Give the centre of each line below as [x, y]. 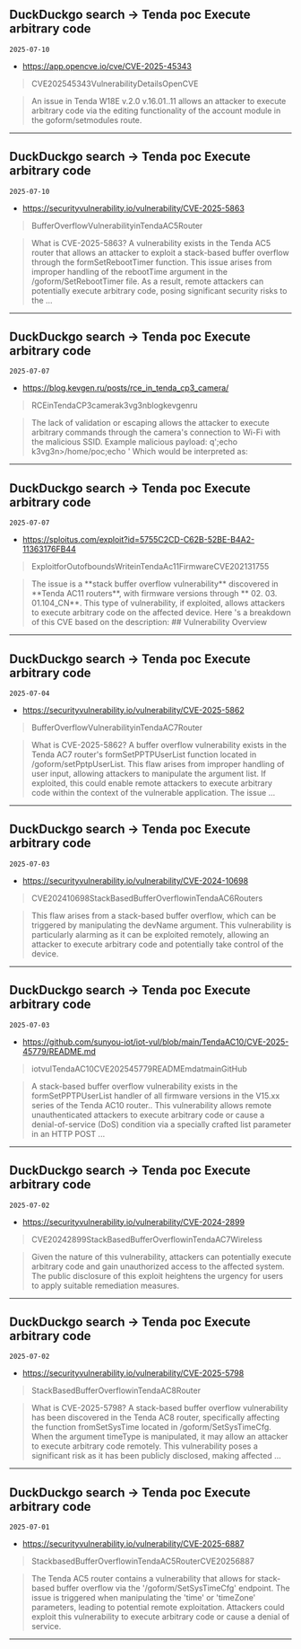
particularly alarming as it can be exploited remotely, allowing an [150, 934]
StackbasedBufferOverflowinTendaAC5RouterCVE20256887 [143, 1561]
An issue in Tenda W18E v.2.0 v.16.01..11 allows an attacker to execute [159, 101]
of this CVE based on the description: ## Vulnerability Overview [149, 622]
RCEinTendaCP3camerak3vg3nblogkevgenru [115, 406]
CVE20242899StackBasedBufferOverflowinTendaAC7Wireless [146, 1239]
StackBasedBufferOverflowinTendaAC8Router [116, 1390]
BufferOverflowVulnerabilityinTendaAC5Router [117, 225]
